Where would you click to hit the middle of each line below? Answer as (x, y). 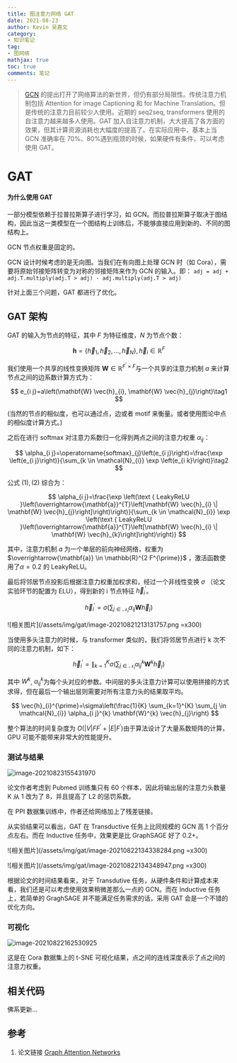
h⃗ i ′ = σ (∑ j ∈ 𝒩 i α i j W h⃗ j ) (119, 608)
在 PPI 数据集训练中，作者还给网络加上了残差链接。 (82, 811)
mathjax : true (28, 60)
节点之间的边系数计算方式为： (51, 377)
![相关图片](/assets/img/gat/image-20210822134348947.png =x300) (107, 865)
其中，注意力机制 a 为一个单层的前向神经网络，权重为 (86, 549)
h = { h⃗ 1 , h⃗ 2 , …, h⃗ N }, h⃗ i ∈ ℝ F (119, 351)
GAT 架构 (27, 317)
